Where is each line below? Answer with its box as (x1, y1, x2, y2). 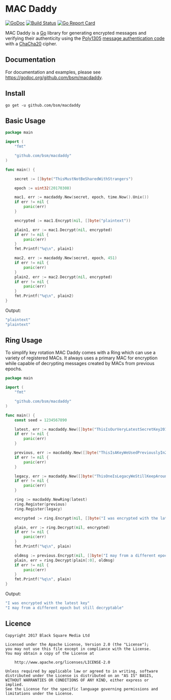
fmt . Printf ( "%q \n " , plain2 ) (14, 294, 74, 299)
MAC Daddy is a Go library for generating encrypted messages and (5, 30, 147, 36)
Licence (5, 619, 32, 628)
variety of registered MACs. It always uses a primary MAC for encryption (5, 355, 158, 361)
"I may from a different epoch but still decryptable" (5, 605, 124, 610)
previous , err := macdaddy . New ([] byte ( (14, 450, 99, 455)
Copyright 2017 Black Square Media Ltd (5, 633, 90, 638)
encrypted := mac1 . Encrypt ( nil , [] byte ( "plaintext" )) (14, 218, 131, 223)
